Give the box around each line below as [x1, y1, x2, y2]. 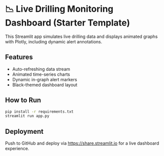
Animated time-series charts [12, 71, 70, 77]
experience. [5, 146, 30, 152]
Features [5, 53, 33, 62]
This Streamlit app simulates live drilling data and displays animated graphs [5, 33, 158, 39]
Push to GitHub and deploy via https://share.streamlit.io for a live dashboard [5, 140, 159, 146]
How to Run [5, 96, 41, 104]
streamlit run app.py [5, 114, 50, 119]
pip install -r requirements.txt [5, 109, 74, 114]
